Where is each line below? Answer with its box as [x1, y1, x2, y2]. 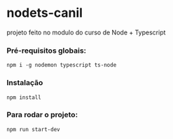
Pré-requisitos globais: [6, 46, 87, 55]
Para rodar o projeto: [6, 110, 78, 120]
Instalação [6, 78, 43, 88]
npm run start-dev [6, 126, 60, 133]
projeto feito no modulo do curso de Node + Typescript [6, 28, 166, 37]
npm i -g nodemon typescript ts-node [6, 62, 117, 69]
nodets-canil [6, 5, 83, 21]
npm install [6, 93, 41, 101]
